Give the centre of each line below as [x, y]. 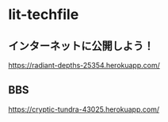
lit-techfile [44, 15]
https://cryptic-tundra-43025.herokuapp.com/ [84, 109]
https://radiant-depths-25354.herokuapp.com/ [84, 65]
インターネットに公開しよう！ [81, 46]
